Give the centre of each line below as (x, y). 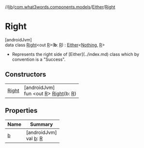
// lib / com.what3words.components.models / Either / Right (60, 7)
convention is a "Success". (39, 59)
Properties (21, 111)
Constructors (26, 74)
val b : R (34, 138)
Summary (41, 124)
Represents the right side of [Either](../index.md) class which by (75, 54)
